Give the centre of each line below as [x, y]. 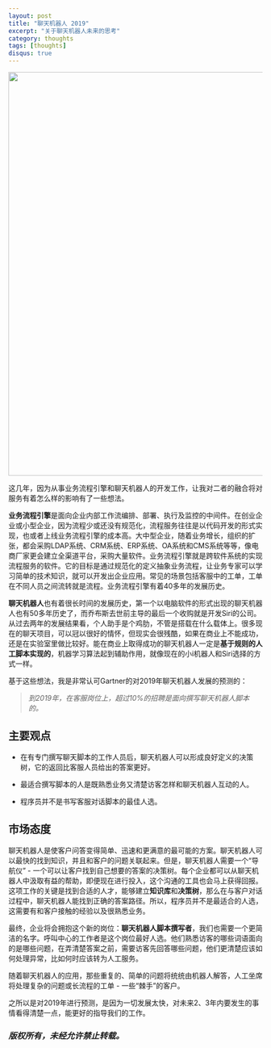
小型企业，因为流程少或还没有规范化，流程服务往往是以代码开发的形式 [139, 525]
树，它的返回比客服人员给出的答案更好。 [87, 767]
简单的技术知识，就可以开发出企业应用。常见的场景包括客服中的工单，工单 [139, 576]
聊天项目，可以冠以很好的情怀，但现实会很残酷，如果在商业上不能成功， [142, 633]
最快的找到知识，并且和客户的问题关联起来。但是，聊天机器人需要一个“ [133, 860]
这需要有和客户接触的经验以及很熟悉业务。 [79, 911]
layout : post [30, 16]
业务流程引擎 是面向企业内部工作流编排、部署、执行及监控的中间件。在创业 [132, 515]
